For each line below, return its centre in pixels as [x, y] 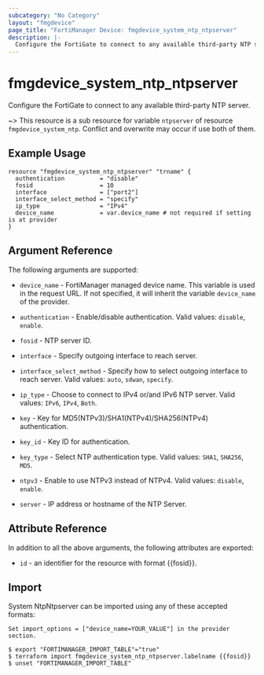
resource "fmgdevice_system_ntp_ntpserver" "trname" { [100, 171]
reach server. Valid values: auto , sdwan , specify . [96, 379]
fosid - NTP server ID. [55, 340]
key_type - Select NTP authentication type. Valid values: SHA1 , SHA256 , [132, 457]
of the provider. [44, 301]
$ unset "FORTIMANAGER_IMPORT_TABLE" [70, 664]
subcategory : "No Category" [54, 15]
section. [22, 636]
